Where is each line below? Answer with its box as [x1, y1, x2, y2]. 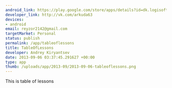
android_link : [5, 7, 36, 13]
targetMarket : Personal [5, 31, 56, 36]
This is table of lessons [5, 78, 54, 84]
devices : [5, 17, 24, 22]
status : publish [5, 36, 40, 41]
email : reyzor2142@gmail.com [5, 26, 68, 32]
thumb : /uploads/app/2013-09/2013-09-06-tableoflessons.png [5, 64, 137, 69]
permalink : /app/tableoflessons [5, 41, 74, 46]
